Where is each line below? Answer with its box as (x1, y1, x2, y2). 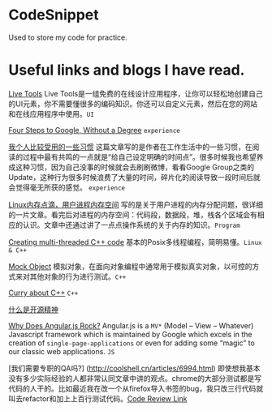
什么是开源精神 (8, 304, 58, 314)
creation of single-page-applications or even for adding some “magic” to (8, 338, 256, 348)
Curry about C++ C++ (8, 288, 79, 298)
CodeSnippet (8, 6, 99, 24)
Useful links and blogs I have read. (8, 61, 245, 79)
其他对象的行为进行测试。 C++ (29, 272, 127, 281)
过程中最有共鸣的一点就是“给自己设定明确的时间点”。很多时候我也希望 (22, 152, 257, 161)
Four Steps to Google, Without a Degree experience (8, 125, 180, 135)
